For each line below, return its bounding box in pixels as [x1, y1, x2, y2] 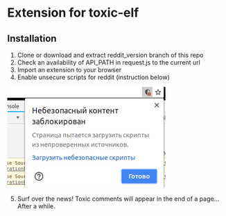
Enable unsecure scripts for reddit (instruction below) [17, 73, 170, 81]
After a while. [17, 202, 55, 210]
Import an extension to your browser [17, 66, 122, 74]
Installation [7, 33, 57, 44]
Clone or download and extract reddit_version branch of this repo [17, 51, 204, 59]
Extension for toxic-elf [7, 5, 139, 21]
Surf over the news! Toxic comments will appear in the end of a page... [17, 194, 220, 203]
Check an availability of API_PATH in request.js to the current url [17, 58, 201, 67]
